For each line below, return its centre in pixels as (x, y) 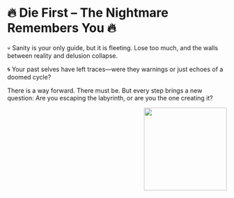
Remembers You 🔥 (62, 28)
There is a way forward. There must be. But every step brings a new (105, 90)
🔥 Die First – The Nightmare (88, 13)
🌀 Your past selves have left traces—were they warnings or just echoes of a (115, 69)
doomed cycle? (29, 77)
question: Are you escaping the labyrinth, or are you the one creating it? (110, 98)
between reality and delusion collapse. (63, 55)
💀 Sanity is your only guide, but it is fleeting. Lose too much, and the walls (112, 47)
